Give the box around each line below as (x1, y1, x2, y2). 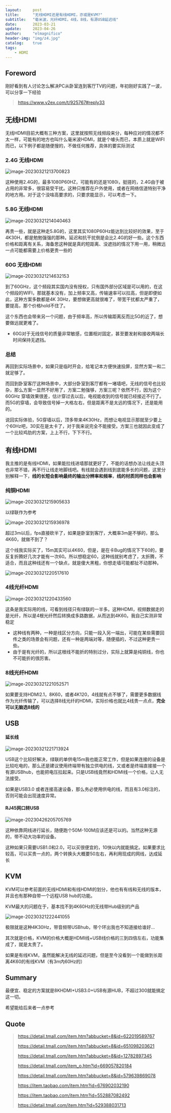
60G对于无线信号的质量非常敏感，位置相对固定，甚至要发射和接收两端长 (12, 331, 164, 337)
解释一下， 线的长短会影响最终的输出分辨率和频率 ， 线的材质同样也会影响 (9, 473, 161, 479)
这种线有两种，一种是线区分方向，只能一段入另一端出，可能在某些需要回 (12, 629, 164, 636)
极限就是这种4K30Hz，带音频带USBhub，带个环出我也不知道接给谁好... (5, 924, 155, 930)
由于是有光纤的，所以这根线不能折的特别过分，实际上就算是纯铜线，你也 (12, 649, 164, 655)
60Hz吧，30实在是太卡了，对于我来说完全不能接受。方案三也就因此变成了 (9, 423, 165, 429)
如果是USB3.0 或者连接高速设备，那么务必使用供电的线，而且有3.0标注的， (5, 786, 163, 792)
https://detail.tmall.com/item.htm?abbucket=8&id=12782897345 (17, 1053, 152, 1059)
